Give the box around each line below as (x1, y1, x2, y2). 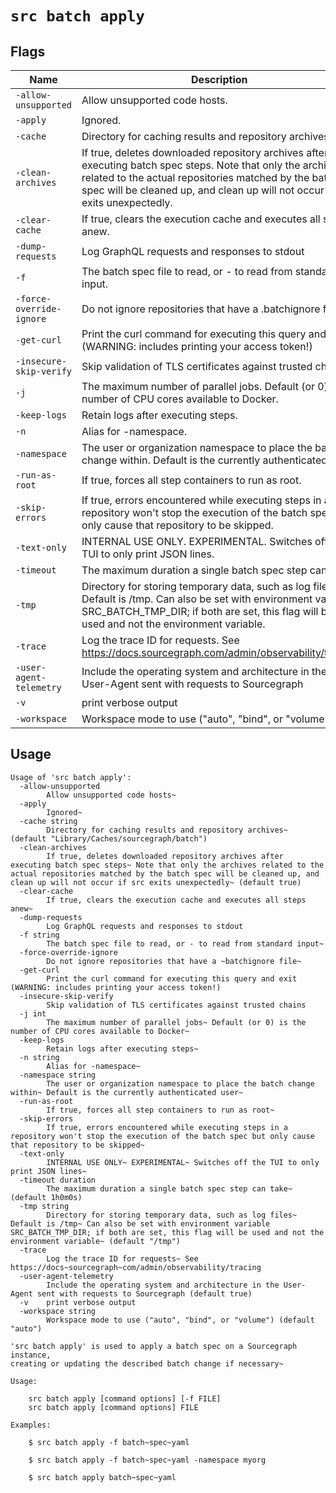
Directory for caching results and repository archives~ (46, 825, 288, 835)
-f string (19, 930, 60, 940)
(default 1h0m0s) (10, 1192, 83, 1202)
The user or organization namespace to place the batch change (46, 1078, 315, 1089)
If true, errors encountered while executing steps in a (46, 1122, 288, 1132)
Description (191, 73, 248, 86)
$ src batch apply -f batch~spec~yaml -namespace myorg (28, 1455, 267, 1465)
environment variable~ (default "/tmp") (10, 1236, 182, 1246)
